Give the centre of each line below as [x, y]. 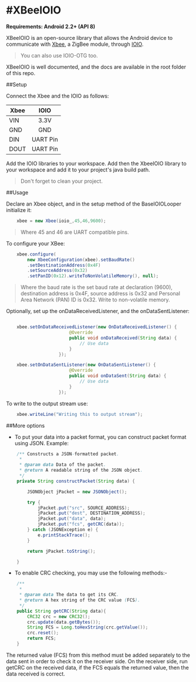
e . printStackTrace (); [64, 535]
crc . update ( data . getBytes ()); [64, 622]
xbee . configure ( [37, 254]
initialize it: [19, 210]
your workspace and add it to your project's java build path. [78, 169]
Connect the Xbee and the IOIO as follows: [58, 96]
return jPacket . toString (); [61, 551]
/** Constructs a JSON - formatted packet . [68, 454]
